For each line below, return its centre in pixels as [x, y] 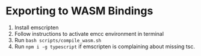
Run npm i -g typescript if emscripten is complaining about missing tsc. [104, 46]
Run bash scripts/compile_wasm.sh [58, 40]
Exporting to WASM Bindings [79, 11]
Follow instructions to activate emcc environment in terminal [89, 33]
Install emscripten [36, 27]
